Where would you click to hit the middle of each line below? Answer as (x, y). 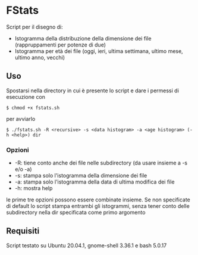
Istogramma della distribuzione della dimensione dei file (83, 38)
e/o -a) (23, 169)
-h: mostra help (34, 188)
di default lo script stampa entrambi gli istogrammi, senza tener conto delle (98, 206)
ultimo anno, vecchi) (40, 57)
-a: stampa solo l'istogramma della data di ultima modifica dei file (95, 182)
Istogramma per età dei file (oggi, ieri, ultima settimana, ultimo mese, (99, 51)
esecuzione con (26, 97)
